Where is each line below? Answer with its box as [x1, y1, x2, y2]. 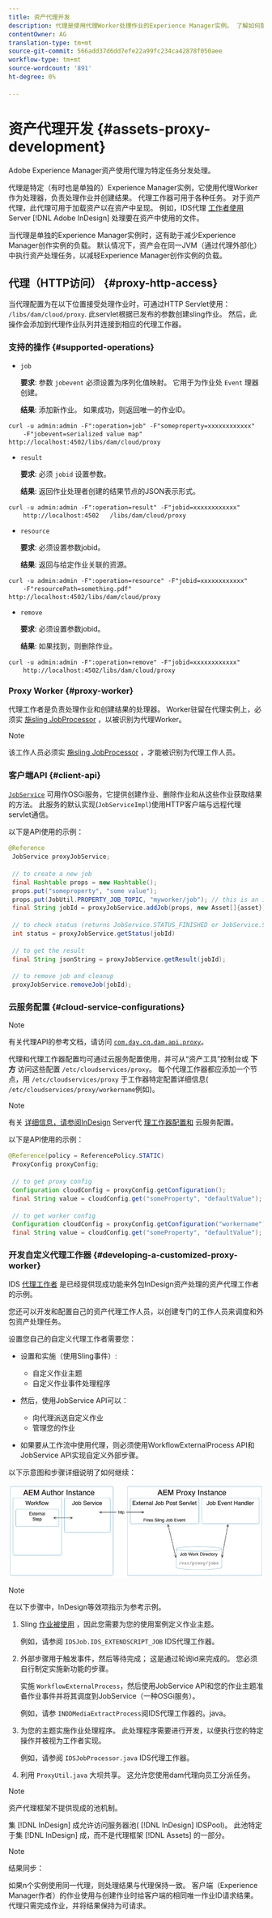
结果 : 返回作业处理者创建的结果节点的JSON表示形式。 [19, 486, 200, 495]
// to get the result [11, 946, 85, 955]
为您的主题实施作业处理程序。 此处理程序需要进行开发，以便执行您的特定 [19, 1725, 264, 1735]
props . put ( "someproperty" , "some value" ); [11, 887, 158, 895]
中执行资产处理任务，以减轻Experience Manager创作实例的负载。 [8, 250, 227, 260]
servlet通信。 [8, 810, 53, 819]
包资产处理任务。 [8, 1316, 66, 1327]
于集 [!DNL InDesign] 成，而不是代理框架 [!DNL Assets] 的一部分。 [8, 1831, 229, 1839]
